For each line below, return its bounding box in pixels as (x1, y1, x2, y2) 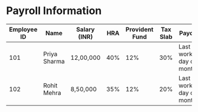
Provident (126, 25, 154, 33)
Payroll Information (6, 4, 102, 18)
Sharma (43, 57, 65, 65)
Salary (76, 25, 95, 33)
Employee (9, 25, 38, 33)
